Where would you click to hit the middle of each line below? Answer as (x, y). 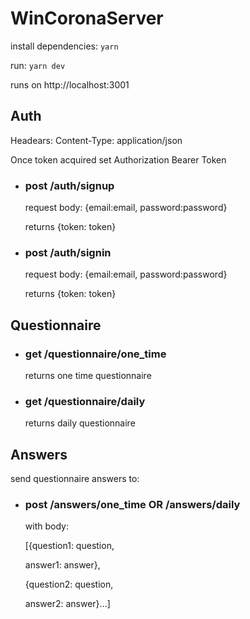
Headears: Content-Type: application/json (96, 140)
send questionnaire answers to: (75, 479)
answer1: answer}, (62, 565)
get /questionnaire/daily (85, 401)
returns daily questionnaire (80, 423)
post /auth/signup (69, 185)
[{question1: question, (69, 546)
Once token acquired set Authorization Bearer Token (118, 159)
